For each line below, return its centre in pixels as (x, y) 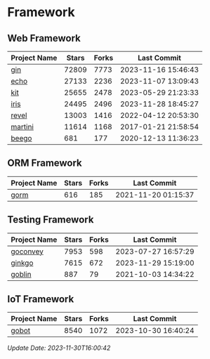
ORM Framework (45, 163)
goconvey (27, 252)
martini (22, 127)
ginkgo (22, 263)
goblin (21, 274)
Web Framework (44, 38)
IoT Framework (41, 299)
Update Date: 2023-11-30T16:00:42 (59, 348)
